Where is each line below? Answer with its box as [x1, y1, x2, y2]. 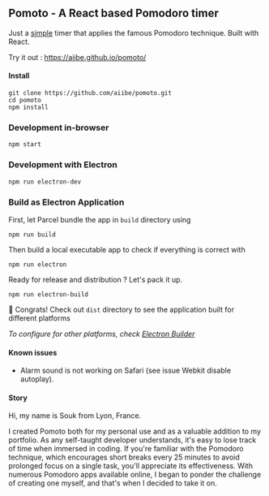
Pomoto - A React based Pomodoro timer [8, 6, 219, 20]
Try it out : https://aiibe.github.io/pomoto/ [8, 52, 147, 62]
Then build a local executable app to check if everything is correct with [8, 244, 246, 254]
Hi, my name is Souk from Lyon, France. [8, 411, 142, 421]
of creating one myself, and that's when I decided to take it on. [8, 478, 217, 488]
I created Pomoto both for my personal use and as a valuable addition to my [8, 426, 262, 437]
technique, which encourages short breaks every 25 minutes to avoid [8, 452, 241, 462]
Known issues [8, 347, 58, 357]
